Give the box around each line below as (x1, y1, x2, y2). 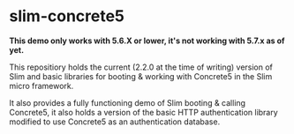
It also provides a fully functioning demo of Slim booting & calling (9, 97, 245, 108)
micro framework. (9, 80, 74, 91)
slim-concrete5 (9, 6, 125, 26)
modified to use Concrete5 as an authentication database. (9, 116, 221, 127)
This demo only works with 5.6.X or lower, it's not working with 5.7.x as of (9, 35, 285, 46)
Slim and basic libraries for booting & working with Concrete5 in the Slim (9, 71, 273, 81)
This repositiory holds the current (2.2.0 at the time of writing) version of (9, 62, 274, 72)
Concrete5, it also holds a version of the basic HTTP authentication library (9, 107, 278, 117)
